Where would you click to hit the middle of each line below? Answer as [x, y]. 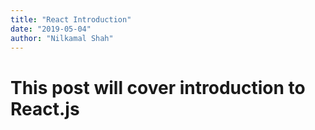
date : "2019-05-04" [51, 29]
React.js [45, 108]
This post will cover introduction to [158, 87]
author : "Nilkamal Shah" [62, 38]
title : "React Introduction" [71, 19]
